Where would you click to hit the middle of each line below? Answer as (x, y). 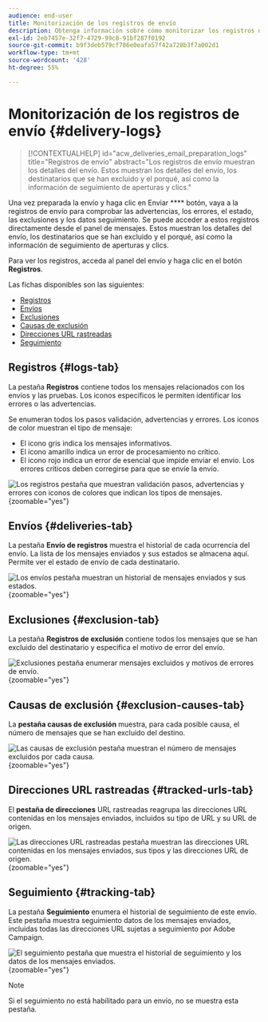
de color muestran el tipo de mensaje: (71, 427)
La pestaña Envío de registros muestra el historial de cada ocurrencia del (129, 545)
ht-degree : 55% (33, 68)
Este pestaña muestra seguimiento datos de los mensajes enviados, (120, 920)
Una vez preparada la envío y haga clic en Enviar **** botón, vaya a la (123, 202)
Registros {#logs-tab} (64, 368)
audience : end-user (41, 16)
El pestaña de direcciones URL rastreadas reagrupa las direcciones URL (128, 809)
